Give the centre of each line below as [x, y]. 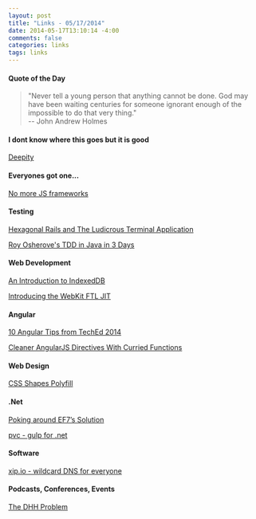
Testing [21, 211]
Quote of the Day [37, 78]
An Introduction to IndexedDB [57, 281]
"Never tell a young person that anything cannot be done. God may [138, 96]
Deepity [21, 157]
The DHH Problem [38, 507]
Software [24, 453]
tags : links [28, 53]
